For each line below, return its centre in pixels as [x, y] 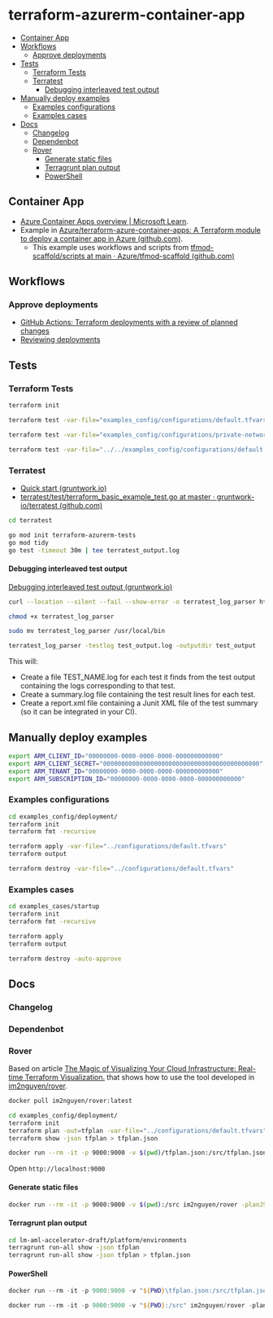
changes [35, 331]
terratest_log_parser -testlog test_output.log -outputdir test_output [132, 646]
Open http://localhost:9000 [57, 1169]
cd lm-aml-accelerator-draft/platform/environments [97, 1240]
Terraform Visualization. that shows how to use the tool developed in [140, 1078]
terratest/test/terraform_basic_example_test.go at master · [117, 496]
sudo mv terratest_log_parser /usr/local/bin [87, 631]
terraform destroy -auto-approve [65, 959]
